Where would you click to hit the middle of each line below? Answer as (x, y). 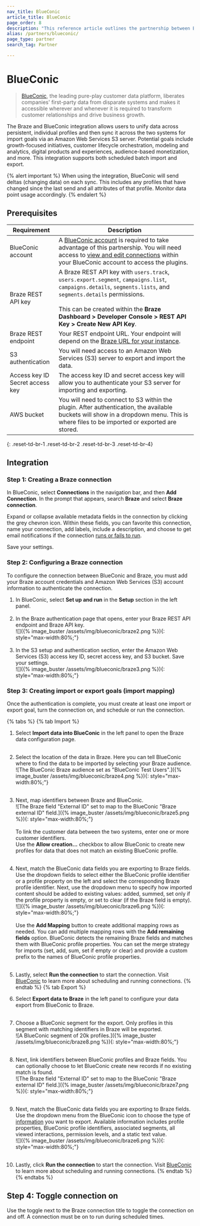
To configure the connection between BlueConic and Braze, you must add (97, 575)
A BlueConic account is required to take (114, 240)
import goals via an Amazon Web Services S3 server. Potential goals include (100, 139)
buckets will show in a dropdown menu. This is (123, 415)
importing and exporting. (93, 390)
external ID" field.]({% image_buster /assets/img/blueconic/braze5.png (102, 813)
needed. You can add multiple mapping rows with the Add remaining (100, 931)
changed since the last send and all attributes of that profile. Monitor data (96, 188)
